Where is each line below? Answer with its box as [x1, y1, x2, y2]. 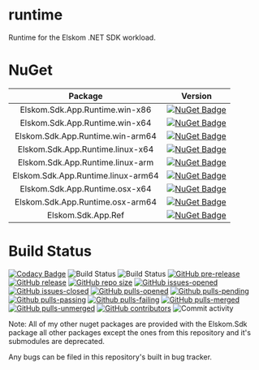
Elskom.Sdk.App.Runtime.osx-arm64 [15, 196, 157, 208]
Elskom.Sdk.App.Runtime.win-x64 [19, 117, 152, 128]
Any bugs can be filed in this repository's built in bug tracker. [8, 351, 213, 362]
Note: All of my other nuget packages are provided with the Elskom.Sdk [8, 319, 248, 329]
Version [181, 90, 213, 101]
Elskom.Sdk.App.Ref [47, 209, 124, 221]
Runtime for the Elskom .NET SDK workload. [8, 32, 156, 42]
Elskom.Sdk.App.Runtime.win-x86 [19, 104, 152, 115]
